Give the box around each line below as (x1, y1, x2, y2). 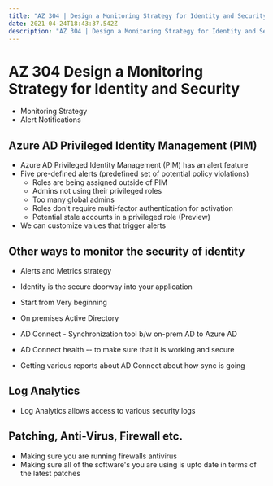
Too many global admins (32, 195, 115, 204)
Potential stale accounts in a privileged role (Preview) (32, 212, 211, 222)
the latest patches (19, 468, 81, 478)
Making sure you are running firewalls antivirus (19, 451, 177, 461)
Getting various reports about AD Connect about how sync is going (19, 360, 245, 370)
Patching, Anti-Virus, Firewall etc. (8, 429, 183, 444)
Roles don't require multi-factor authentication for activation (32, 204, 234, 213)
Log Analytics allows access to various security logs (19, 405, 196, 415)
